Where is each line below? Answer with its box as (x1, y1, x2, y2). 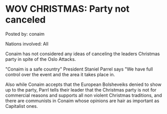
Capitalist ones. (5, 103, 38, 109)
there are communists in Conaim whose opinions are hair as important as (5, 98, 160, 104)
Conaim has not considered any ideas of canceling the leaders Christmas (5, 51, 160, 57)
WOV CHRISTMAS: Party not (5, 3, 130, 15)
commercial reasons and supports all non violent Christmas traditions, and (5, 92, 162, 98)
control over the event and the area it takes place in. (5, 71, 115, 77)
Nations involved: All (5, 40, 49, 47)
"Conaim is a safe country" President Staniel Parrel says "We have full (5, 66, 153, 72)
